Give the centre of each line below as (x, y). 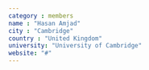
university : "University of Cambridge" (75, 46)
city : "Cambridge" (41, 31)
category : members (41, 16)
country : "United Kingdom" (56, 38)
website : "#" (30, 53)
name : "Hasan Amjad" (45, 23)
